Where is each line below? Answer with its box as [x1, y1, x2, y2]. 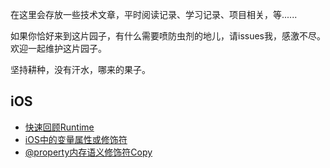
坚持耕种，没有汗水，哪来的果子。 [10, 64, 151, 75]
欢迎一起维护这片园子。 [10, 43, 107, 54]
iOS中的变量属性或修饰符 [24, 133, 128, 145]
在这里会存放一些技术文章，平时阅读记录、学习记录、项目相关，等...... [10, 9, 298, 20]
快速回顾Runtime [24, 121, 95, 133]
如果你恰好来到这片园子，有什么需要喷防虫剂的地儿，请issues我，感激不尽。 [10, 30, 326, 42]
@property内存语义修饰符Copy [24, 146, 153, 158]
